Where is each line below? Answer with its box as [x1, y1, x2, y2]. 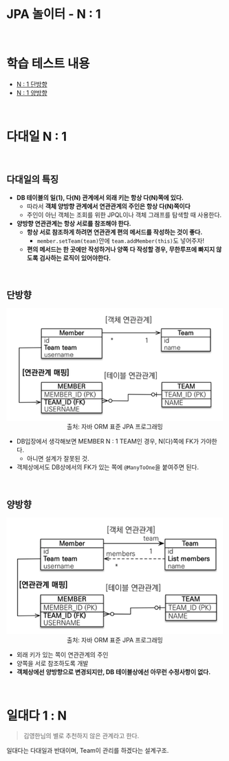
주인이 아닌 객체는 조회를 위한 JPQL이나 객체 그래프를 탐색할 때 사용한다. [26, 210, 222, 219]
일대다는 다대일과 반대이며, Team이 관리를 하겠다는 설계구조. [6, 747, 169, 755]
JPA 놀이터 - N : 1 [6, 6, 101, 22]
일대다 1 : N [6, 708, 67, 723]
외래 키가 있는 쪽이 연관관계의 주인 [16, 650, 109, 659]
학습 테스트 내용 [6, 56, 90, 72]
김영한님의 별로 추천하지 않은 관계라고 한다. [23, 732, 140, 740]
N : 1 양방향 [16, 88, 47, 97]
